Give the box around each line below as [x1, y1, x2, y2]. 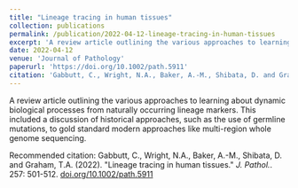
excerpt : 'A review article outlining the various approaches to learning [9, 37, 292, 47]
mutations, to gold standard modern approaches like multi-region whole [9, 123, 272, 134]
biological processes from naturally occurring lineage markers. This [9, 104, 256, 115]
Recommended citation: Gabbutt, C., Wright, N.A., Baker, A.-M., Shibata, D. [9, 150, 282, 161]
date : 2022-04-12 [9, 46, 74, 55]
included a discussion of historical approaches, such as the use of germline [9, 114, 286, 124]
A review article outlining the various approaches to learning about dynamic [9, 95, 286, 106]
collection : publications [9, 21, 105, 30]
